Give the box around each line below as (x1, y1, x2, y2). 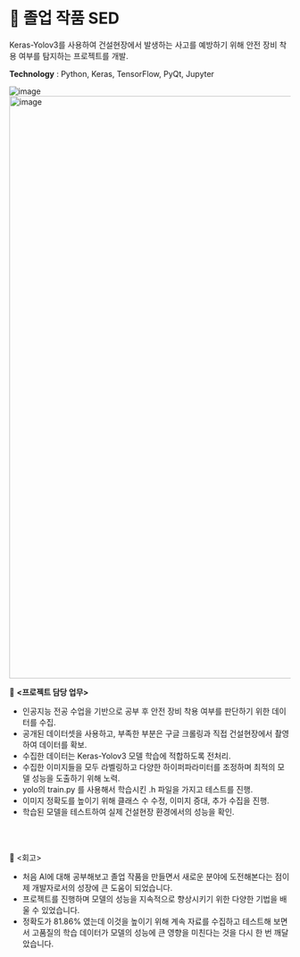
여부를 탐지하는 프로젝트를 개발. (18, 50, 129, 61)
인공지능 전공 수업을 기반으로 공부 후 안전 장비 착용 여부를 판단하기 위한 (21, 706, 271, 716)
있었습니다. (41, 904, 80, 915)
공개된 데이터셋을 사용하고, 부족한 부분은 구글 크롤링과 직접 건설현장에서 (21, 728, 273, 739)
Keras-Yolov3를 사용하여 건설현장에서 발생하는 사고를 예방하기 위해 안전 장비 (9, 39, 278, 50)
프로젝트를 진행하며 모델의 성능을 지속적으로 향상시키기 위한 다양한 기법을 (21, 893, 279, 904)
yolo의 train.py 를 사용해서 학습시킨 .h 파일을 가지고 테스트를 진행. (21, 783, 254, 794)
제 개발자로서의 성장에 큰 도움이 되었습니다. (21, 882, 173, 893)
